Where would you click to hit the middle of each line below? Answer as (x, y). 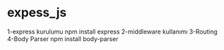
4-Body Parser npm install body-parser (63, 38)
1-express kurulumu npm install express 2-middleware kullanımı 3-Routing (112, 32)
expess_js (37, 13)
